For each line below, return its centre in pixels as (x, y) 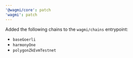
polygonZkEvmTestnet (34, 50)
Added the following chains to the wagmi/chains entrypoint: (67, 29)
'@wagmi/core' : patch (28, 10)
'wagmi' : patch (21, 15)
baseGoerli (24, 39)
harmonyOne (24, 45)
